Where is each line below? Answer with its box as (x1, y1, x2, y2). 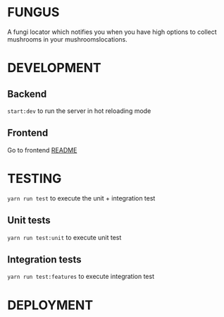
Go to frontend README (7, 145, 77, 154)
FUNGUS (7, 4, 60, 20)
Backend (7, 88, 47, 100)
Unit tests (7, 215, 51, 227)
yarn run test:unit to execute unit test (7, 233, 122, 241)
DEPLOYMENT (7, 297, 94, 313)
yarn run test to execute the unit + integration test (7, 193, 156, 202)
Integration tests (7, 253, 82, 265)
